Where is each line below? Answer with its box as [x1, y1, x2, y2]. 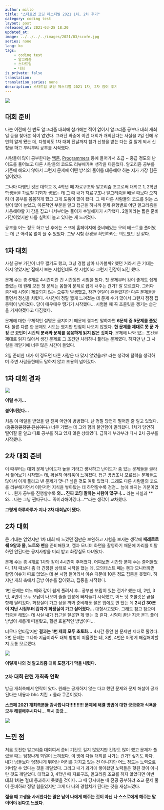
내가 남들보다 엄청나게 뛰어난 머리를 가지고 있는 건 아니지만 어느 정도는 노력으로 [5, 759, 156, 765]
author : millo [5, 7, 34, 12]
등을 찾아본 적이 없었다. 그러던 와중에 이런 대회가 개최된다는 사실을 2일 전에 [10, 133, 153, 139]
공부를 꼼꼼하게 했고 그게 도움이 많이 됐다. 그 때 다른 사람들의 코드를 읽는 [15, 196, 153, 202]
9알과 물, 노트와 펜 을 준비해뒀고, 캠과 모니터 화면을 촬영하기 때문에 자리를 [10, 542, 149, 548]
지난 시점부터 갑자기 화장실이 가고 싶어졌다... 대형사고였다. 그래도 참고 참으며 [10, 606, 155, 611]
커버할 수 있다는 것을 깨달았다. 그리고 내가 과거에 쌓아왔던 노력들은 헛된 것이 [5, 765, 150, 771]
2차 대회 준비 [5, 452, 42, 460]
